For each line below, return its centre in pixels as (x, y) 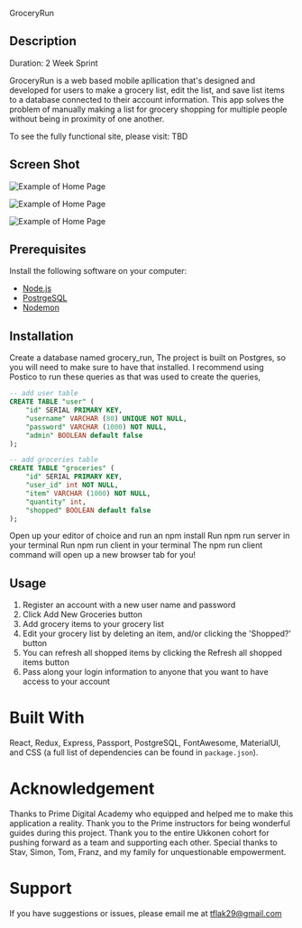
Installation (41, 336)
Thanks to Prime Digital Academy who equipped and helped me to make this (151, 814)
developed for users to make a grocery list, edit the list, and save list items (147, 90)
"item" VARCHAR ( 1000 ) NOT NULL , (88, 493)
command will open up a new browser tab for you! (103, 555)
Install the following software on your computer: (98, 271)
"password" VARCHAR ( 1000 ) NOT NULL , (96, 427)
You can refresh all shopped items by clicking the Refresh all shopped (152, 653)
